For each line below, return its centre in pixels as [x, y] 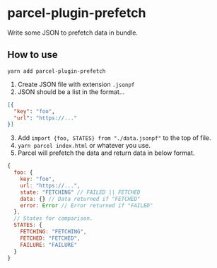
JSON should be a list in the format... [71, 92]
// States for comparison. [53, 219]
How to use [33, 55]
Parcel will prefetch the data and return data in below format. [106, 153]
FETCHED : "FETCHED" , [50, 238]
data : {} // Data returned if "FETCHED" [80, 199]
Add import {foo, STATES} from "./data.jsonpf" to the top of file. [114, 138]
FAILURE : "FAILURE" [49, 245]
